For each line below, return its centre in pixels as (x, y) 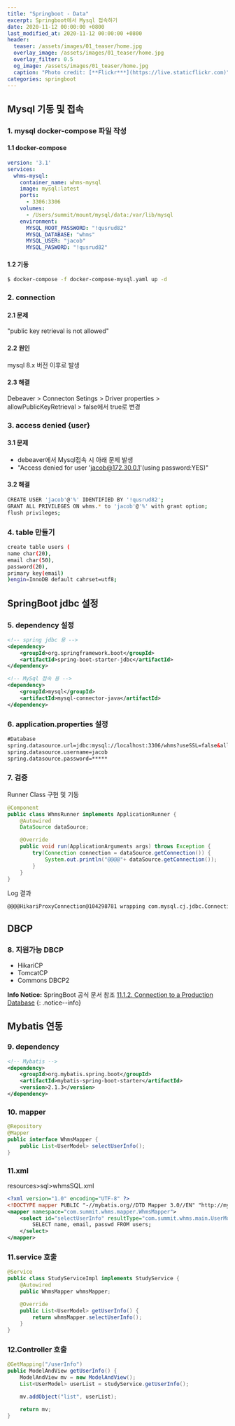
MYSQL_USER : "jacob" (56, 241)
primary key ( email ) (36, 573)
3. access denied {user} (49, 425)
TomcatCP (33, 972)
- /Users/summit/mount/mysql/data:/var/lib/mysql (99, 215)
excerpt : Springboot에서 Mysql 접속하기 (62, 20)
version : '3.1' (29, 163)
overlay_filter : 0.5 (43, 60)
